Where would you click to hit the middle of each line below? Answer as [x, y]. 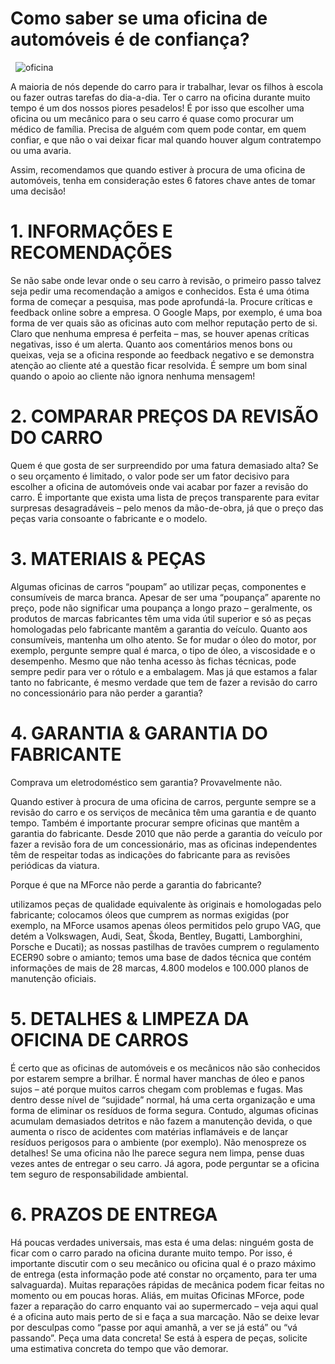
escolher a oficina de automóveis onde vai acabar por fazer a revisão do [159, 486]
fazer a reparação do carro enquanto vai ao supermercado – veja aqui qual [164, 1306]
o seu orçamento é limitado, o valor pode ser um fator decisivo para [150, 476]
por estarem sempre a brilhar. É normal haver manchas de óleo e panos [157, 1078]
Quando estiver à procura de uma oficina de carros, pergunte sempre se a [163, 801]
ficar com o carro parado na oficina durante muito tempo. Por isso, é [151, 1253]
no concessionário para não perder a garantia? [106, 693]
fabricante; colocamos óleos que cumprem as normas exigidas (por [150, 914]
